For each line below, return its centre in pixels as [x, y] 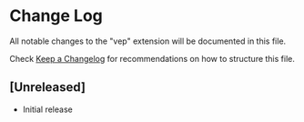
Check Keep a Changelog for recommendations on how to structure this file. [152, 58]
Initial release [47, 109]
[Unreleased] [48, 87]
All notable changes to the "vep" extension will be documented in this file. [148, 41]
